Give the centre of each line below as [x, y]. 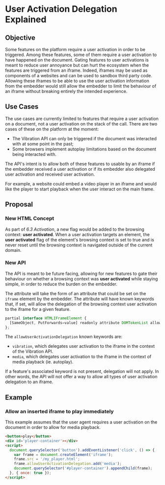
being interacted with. [34, 154]
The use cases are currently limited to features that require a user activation [82, 119]
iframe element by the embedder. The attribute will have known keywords [80, 299]
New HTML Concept [30, 218]
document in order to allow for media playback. [53, 427]
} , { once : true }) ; [30, 473]
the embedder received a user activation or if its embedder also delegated [80, 169]
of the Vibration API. [32, 351]
